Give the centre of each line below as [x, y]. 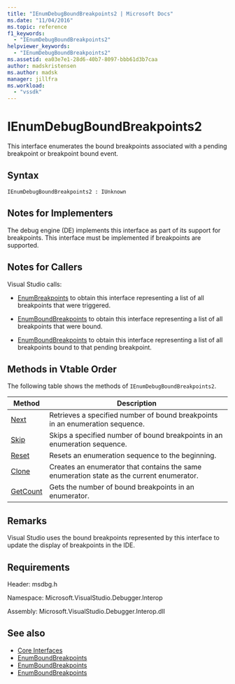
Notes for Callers [45, 267]
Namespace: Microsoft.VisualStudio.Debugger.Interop [85, 598]
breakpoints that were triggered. [64, 305]
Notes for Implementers [60, 214]
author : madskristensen [42, 66]
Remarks [27, 521]
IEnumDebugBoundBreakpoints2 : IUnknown [67, 192]
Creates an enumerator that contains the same [125, 467]
